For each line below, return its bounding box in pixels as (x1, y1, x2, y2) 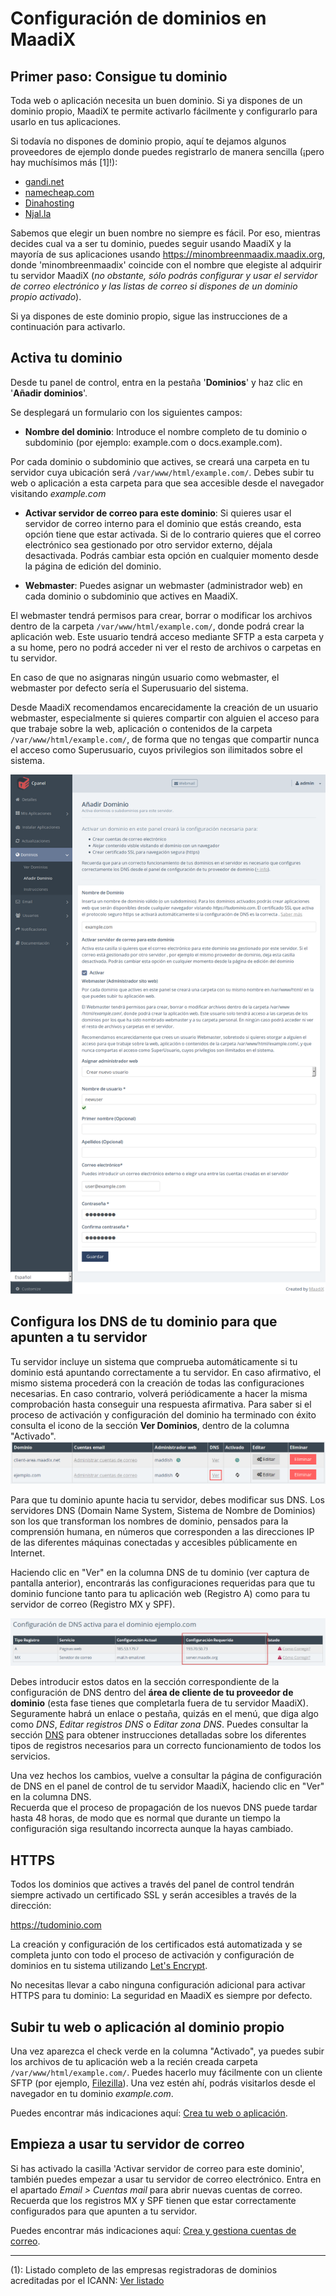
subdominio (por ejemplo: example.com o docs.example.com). (24, 436, 283, 448)
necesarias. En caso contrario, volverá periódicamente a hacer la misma (10, 1387, 308, 1399)
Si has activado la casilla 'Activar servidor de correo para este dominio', (10, 2162, 305, 2174)
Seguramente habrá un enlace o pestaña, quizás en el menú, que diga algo (10, 1708, 320, 1720)
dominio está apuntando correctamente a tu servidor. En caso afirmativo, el (10, 1366, 322, 1378)
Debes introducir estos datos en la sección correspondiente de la (10, 1676, 280, 1688)
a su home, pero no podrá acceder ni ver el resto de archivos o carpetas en (10, 641, 322, 653)
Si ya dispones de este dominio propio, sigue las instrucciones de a (10, 310, 288, 322)
